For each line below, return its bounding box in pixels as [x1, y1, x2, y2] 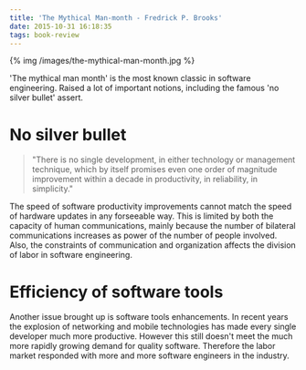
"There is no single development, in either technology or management [31, 154, 296, 165]
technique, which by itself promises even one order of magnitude [31, 164, 278, 175]
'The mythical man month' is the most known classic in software [9, 73, 251, 84]
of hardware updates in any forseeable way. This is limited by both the [9, 211, 274, 221]
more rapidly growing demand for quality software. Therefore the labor [9, 341, 276, 352]
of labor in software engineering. [9, 250, 132, 261]
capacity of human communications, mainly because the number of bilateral [9, 221, 296, 231]
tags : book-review [9, 30, 79, 39]
